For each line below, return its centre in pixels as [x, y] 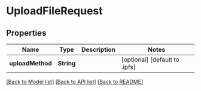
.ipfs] [128, 67]
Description [98, 50]
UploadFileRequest [54, 11]
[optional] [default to [150, 59]
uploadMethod [31, 63]
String [67, 63]
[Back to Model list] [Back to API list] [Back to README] [75, 82]
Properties [26, 33]
